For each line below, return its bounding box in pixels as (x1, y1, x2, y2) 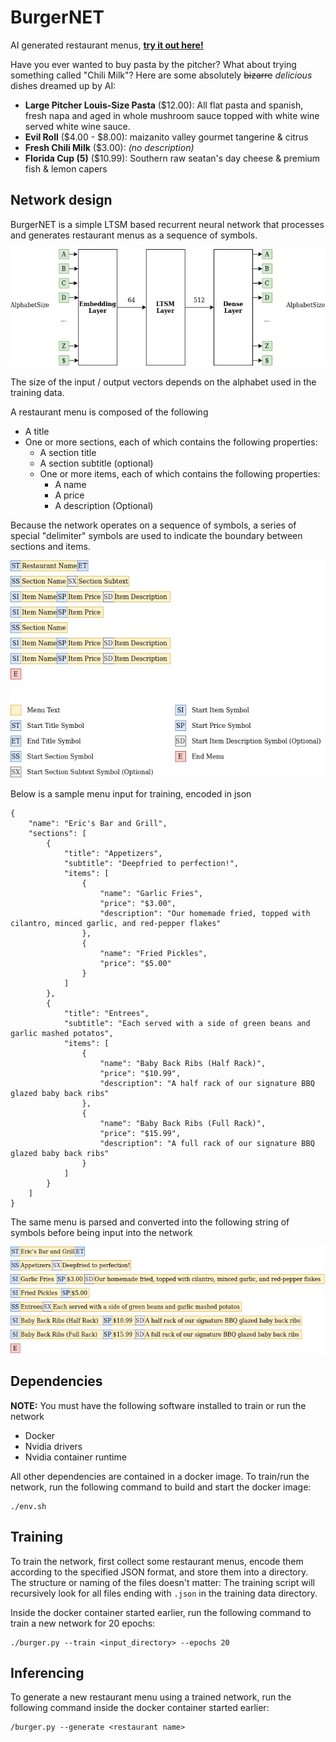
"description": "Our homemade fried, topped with (99, 908, 311, 918)
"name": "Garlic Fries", (99, 888, 203, 898)
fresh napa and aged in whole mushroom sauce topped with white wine (24, 109, 320, 121)
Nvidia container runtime (24, 1451, 127, 1463)
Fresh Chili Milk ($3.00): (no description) (24, 141, 195, 153)
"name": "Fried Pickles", (99, 948, 208, 958)
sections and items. (10, 541, 91, 553)
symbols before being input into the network (10, 1226, 193, 1238)
